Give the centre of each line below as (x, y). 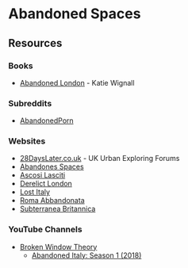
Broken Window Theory (58, 247)
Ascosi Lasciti (42, 175)
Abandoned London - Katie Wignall (77, 82)
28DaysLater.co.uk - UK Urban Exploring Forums (100, 159)
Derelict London (46, 184)
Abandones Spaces (52, 167)
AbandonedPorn (46, 121)
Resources (35, 43)
